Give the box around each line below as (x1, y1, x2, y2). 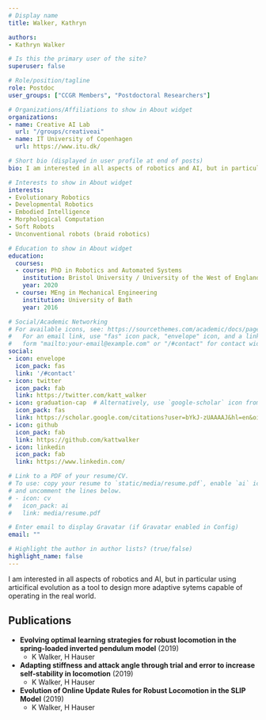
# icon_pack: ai (8, 501, 69, 510)
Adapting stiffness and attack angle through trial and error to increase (19, 660, 256, 670)
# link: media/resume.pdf (8, 509, 101, 517)
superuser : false (8, 63, 66, 71)
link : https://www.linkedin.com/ (15, 458, 126, 466)
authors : (8, 33, 37, 41)
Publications (8, 614, 72, 627)
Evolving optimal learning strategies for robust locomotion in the (19, 635, 237, 645)
